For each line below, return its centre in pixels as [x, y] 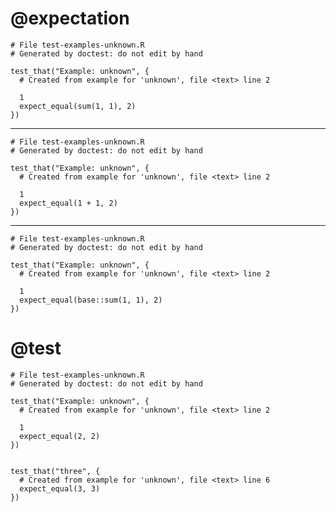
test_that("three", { [55, 471]
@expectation [70, 18]
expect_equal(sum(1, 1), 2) [78, 106]
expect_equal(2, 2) [60, 436]
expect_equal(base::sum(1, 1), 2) [91, 300]
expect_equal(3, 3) [60, 488]
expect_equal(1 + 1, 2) [68, 203]
